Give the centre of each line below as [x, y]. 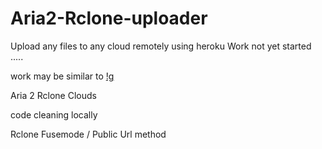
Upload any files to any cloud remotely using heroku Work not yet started [161, 46]
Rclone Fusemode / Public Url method [88, 134]
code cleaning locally [54, 114]
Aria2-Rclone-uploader [109, 18]
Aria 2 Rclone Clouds [53, 95]
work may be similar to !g [62, 76]
